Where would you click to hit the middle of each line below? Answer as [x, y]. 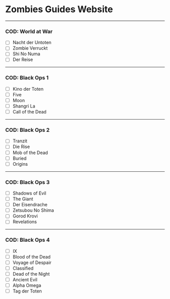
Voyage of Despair [32, 263]
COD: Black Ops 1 [27, 78]
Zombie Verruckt [30, 48]
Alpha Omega [27, 285]
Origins [20, 164]
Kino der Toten [28, 89]
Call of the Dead [29, 112]
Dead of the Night [31, 274]
